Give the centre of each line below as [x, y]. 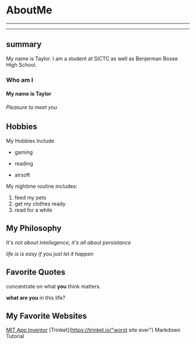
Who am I [20, 80]
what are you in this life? [36, 297]
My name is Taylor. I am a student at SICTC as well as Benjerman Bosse [92, 59]
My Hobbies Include [30, 140]
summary [24, 44]
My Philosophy [34, 228]
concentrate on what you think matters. [53, 286]
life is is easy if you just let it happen [50, 254]
